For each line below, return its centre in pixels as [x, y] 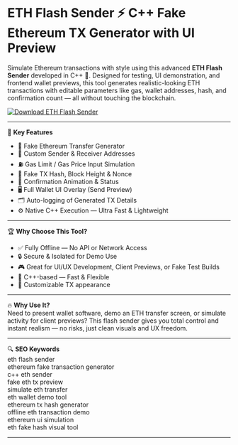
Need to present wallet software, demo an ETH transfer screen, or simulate [117, 313]
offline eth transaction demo [49, 412]
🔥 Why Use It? [29, 305]
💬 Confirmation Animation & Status [68, 181]
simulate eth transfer [38, 389]
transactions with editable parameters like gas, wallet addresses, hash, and [117, 90]
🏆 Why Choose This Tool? [47, 231]
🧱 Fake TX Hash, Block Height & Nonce [75, 173]
